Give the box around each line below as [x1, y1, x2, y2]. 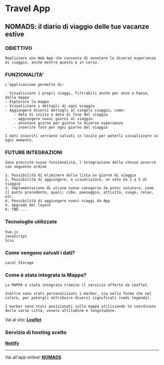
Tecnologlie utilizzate [5, 218, 57, 225]
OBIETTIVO [5, 44, 33, 51]
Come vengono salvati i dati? [5, 249, 75, 256]
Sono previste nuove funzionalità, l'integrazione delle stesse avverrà [5, 160, 156, 165]
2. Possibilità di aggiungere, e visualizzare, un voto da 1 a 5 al [5, 177, 147, 182]
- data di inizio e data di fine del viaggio [14, 112, 108, 117]
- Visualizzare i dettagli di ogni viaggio [5, 103, 95, 109]
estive [5, 30, 24, 38]
